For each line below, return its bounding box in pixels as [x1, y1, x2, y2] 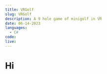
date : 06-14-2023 [5, 21, 41, 26]
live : [5, 39, 16, 44]
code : [5, 35, 16, 40]
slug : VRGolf [5, 12, 32, 17]
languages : [5, 25, 27, 30]
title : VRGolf [5, 7, 34, 12]
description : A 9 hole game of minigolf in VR [5, 16, 102, 21]
